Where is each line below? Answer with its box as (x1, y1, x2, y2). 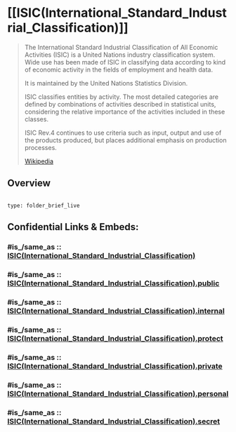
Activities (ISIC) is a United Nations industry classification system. (24, 50, 216, 59)
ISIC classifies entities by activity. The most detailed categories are (24, 93, 219, 101)
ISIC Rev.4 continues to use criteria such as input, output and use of (24, 128, 222, 137)
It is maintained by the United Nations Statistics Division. (24, 79, 188, 87)
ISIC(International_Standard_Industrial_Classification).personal (7, 389, 229, 398)
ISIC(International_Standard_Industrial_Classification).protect (7, 333, 223, 343)
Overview (7, 177, 51, 189)
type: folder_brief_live (7, 202, 80, 209)
